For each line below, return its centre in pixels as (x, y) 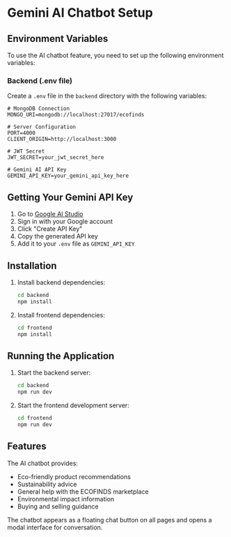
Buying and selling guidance (58, 506)
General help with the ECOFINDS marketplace (83, 491)
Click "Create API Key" (50, 229)
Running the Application (61, 356)
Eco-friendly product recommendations (74, 476)
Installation (32, 265)
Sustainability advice (47, 484)
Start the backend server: (54, 373)
